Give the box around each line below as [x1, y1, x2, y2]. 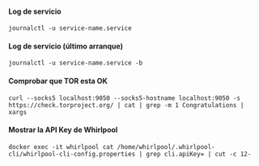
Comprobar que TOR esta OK [8, 77, 108, 85]
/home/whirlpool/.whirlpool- [117, 143, 216, 151]
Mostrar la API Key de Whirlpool [8, 125, 118, 135]
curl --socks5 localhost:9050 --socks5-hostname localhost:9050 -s [8, 93, 241, 102]
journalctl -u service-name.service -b [8, 59, 143, 68]
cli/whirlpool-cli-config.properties [8, 150, 136, 158]
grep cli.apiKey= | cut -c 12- [146, 150, 252, 158]
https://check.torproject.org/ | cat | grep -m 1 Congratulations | [8, 101, 244, 109]
